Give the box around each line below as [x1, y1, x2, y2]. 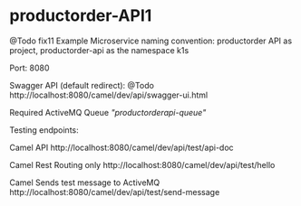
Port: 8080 [9, 62, 50, 73]
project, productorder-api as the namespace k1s [9, 44, 189, 55]
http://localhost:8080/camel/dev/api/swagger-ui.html [9, 89, 209, 100]
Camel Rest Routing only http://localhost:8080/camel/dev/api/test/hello [9, 159, 276, 170]
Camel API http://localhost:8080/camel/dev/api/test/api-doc [9, 142, 234, 153]
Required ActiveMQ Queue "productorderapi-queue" [9, 107, 207, 117]
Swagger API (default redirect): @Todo [9, 80, 154, 90]
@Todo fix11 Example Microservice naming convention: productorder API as [9, 35, 293, 46]
